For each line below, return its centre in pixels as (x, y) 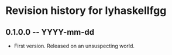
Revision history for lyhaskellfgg (86, 11)
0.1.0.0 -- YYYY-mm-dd (50, 32)
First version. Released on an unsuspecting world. (74, 46)
